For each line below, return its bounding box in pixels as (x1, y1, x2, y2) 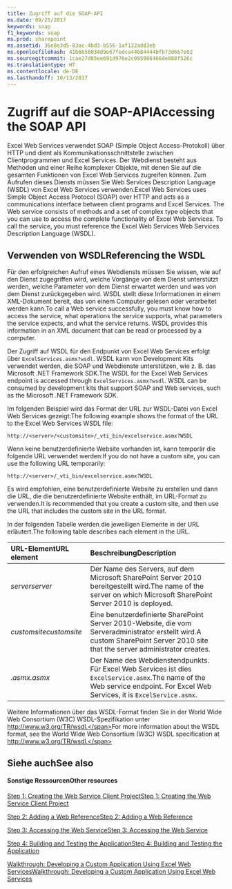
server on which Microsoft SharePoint (90, 590, 213, 600)
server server (10, 581, 52, 591)
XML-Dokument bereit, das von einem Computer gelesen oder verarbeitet (7, 297, 217, 306)
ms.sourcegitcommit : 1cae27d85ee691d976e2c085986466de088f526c (7, 55, 193, 62)
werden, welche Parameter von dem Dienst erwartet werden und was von (7, 282, 217, 291)
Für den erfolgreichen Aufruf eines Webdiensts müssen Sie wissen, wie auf (7, 268, 222, 276)
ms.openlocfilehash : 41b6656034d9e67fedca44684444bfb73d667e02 (7, 49, 193, 56)
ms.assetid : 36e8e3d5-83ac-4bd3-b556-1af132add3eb (7, 42, 156, 49)
